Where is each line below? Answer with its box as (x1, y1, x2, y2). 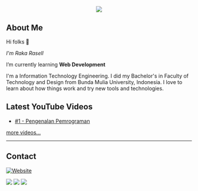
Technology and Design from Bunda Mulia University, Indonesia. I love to (6, 79, 183, 85)
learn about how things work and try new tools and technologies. (6, 85, 164, 92)
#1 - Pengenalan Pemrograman (14, 118, 90, 125)
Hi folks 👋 (6, 38, 29, 45)
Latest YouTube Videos (6, 102, 93, 112)
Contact (6, 152, 37, 162)
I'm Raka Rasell (6, 50, 44, 56)
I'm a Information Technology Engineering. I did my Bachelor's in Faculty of (6, 72, 189, 79)
